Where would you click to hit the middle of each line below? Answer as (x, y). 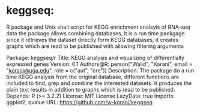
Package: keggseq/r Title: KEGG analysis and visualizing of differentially (95, 57)
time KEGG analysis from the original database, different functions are (93, 77)
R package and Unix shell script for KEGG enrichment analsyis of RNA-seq (98, 27)
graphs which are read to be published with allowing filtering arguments (95, 46)
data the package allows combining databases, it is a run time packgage (95, 33)
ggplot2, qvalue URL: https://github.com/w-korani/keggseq (80, 102)
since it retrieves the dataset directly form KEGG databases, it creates (92, 40)
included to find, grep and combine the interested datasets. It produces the (99, 83)
